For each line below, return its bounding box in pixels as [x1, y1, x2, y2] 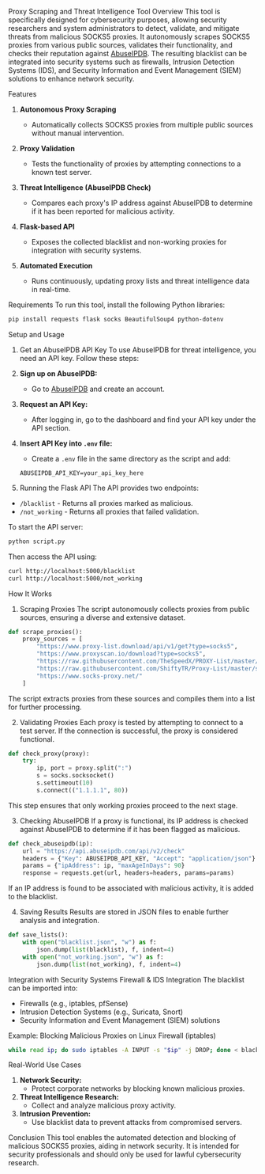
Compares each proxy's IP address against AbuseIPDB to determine [31, 198, 253, 207]
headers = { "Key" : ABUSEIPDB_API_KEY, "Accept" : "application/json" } [22, 854, 256, 862]
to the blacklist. [8, 892, 58, 902]
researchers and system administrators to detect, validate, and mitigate [8, 24, 240, 32]
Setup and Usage [8, 329, 65, 339]
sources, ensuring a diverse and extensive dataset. [19, 613, 186, 622]
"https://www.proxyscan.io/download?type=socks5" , [36, 650, 207, 658]
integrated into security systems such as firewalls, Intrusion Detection [8, 57, 235, 66]
